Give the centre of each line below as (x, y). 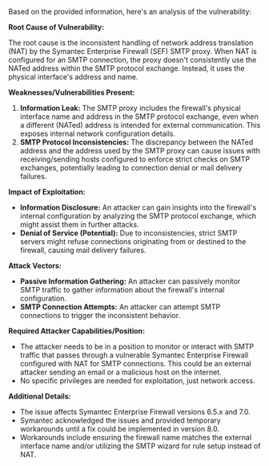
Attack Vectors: (35, 266)
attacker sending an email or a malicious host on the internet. (120, 372)
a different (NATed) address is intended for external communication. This (140, 125)
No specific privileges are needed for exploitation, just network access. (137, 380)
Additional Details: (40, 396)
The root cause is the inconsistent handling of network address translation (131, 43)
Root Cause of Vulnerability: (56, 27)
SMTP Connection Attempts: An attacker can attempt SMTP (120, 307)
